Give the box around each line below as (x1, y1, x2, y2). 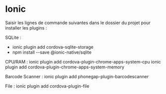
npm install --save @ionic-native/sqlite (12, 49, 92, 55)
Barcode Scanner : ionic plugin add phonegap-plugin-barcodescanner (5, 73, 149, 79)
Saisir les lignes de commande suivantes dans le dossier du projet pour (5, 20, 151, 26)
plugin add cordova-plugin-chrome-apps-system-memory (5, 64, 125, 70)
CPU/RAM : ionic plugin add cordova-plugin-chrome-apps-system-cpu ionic (5, 59, 161, 64)
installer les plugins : (5, 25, 47, 31)
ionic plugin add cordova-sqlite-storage (12, 44, 94, 50)
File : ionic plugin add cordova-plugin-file (5, 83, 90, 89)
